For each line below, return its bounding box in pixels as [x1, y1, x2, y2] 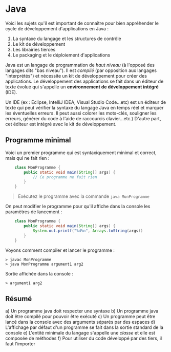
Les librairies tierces [12, 46, 56, 52]
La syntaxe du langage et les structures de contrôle [12, 35, 121, 42]
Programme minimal [5, 136, 71, 144]
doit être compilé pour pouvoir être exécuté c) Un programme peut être [5, 313, 156, 320]
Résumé [5, 294, 32, 303]
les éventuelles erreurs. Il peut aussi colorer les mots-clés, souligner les [5, 110, 157, 116]
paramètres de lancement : [5, 209, 62, 215]
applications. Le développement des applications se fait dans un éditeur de [5, 78, 164, 84]
